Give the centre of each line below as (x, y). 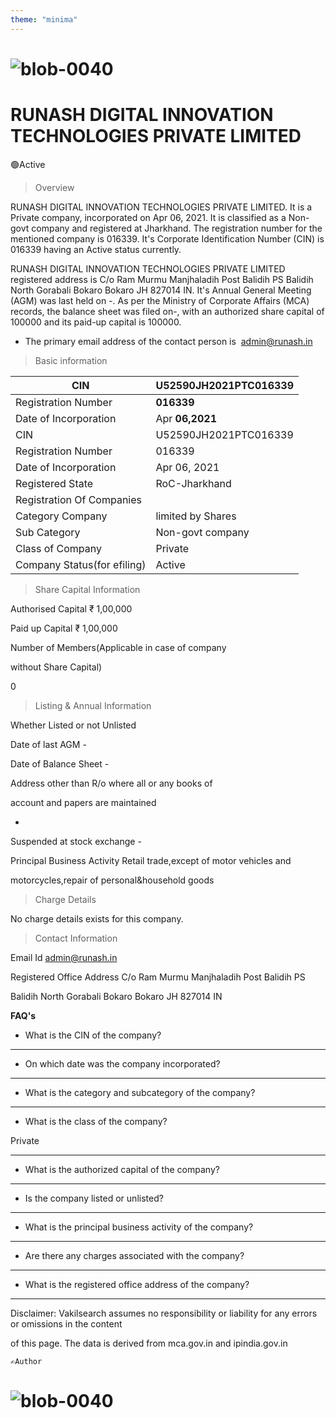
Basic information (71, 360)
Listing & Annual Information (93, 705)
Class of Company (58, 548)
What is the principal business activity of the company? (139, 1227)
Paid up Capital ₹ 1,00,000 (64, 628)
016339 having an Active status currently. (96, 249)
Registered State (54, 483)
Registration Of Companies (79, 499)
